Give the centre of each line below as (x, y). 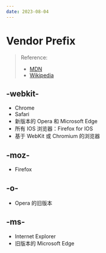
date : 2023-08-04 (28, 12)
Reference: (34, 57)
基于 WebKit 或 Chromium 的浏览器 (57, 136)
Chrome (25, 108)
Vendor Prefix (41, 41)
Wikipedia (42, 75)
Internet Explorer (35, 236)
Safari (22, 114)
